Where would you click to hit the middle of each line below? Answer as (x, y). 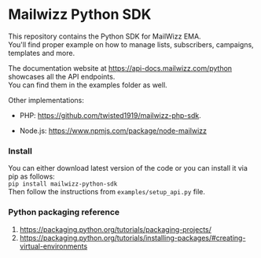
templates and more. (42, 53)
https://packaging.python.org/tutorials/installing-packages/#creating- (132, 238)
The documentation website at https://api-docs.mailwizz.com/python (120, 68)
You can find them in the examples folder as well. (88, 85)
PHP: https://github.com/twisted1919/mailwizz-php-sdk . (110, 115)
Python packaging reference (64, 212)
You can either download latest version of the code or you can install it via (128, 168)
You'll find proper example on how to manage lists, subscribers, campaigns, (131, 44)
